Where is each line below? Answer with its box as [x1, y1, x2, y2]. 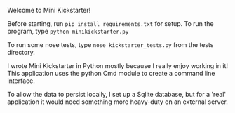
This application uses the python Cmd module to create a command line [7, 69, 215, 77]
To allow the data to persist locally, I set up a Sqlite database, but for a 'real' [7, 91, 227, 98]
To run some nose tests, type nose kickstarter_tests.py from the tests [7, 41, 214, 48]
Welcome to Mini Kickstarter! [7, 6, 91, 14]
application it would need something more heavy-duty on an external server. [7, 98, 228, 106]
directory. [7, 48, 35, 56]
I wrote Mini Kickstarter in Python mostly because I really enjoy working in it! [7, 62, 228, 69]
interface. [7, 77, 35, 85]
